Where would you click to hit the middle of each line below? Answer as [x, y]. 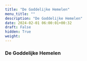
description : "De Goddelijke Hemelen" [44, 18]
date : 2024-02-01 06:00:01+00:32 [38, 23]
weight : [13, 37]
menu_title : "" [20, 14]
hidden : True [18, 32]
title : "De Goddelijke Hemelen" [37, 9]
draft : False [18, 27]
